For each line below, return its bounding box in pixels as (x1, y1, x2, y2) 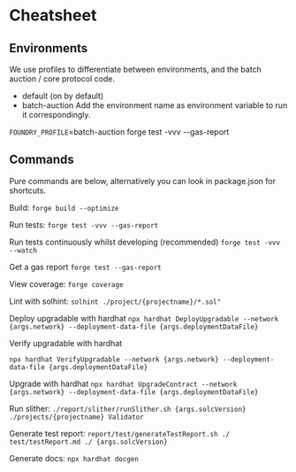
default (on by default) (21, 90, 104, 101)
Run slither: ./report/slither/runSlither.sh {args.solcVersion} (9, 403, 247, 414)
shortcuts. (9, 185, 47, 196)
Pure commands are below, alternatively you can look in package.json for (9, 175, 277, 186)
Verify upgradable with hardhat (9, 337, 123, 348)
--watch (9, 245, 38, 255)
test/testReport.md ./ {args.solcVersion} (9, 437, 168, 446)
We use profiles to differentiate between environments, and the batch (9, 64, 262, 74)
